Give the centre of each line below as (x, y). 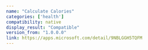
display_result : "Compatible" (43, 27)
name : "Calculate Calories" (40, 11)
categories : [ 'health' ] (35, 17)
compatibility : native (34, 22)
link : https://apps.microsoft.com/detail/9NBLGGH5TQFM (74, 38)
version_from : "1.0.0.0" (36, 33)
